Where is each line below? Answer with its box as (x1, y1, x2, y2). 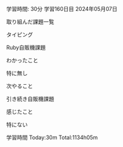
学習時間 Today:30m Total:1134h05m (6, 134, 98, 141)
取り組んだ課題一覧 (6, 18, 55, 25)
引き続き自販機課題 (6, 96, 55, 102)
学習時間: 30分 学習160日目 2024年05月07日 (6, 5, 118, 12)
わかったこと (6, 57, 38, 64)
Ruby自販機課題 (6, 44, 46, 51)
